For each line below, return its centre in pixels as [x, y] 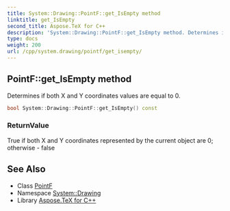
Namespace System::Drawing [59, 193]
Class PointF [35, 186]
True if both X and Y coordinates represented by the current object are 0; [110, 140]
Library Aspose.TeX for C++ [56, 200]
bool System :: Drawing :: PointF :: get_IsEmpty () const [82, 108]
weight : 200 [24, 45]
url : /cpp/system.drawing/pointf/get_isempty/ [75, 52]
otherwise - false [31, 147]
